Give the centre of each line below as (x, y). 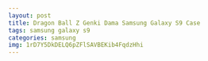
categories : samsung (42, 38)
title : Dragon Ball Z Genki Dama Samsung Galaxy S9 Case (104, 23)
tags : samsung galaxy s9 (49, 30)
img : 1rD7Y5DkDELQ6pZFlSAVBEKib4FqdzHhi (76, 45)
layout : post (30, 15)
